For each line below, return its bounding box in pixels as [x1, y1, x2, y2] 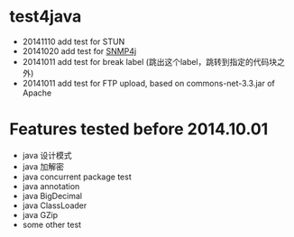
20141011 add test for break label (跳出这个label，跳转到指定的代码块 [22, 56, 278, 67]
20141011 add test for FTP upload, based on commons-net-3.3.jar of [22, 77, 275, 88]
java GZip [22, 209, 59, 220]
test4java [9, 6, 82, 27]
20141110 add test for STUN [22, 36, 125, 47]
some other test [22, 219, 82, 230]
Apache [22, 87, 52, 98]
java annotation [22, 180, 80, 191]
